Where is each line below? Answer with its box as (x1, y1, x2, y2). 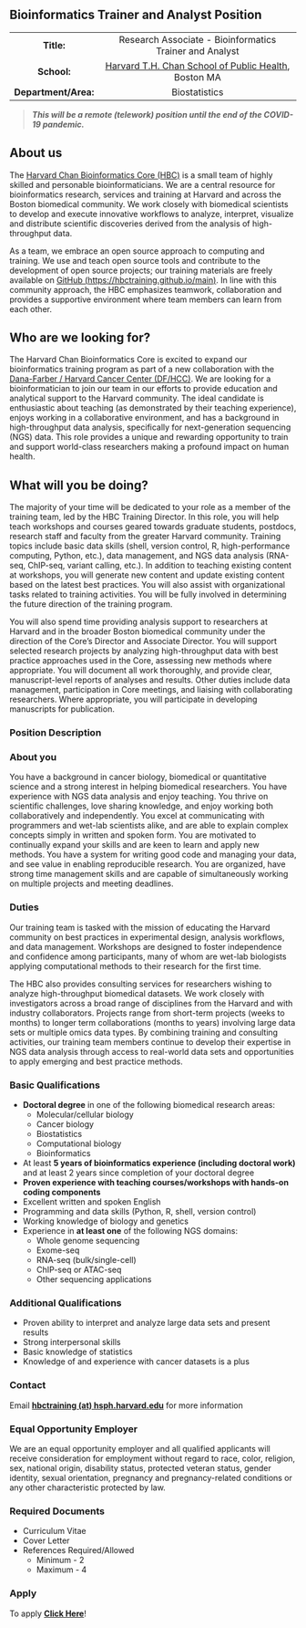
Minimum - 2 (36, 1555, 85, 1566)
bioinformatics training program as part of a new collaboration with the (9, 364, 275, 375)
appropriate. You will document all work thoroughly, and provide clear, (9, 665, 273, 676)
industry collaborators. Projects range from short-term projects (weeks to (9, 1007, 285, 1018)
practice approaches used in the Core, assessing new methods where (9, 655, 272, 666)
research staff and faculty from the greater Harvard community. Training (9, 531, 281, 542)
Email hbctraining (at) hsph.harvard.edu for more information (9, 1400, 243, 1411)
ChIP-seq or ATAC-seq (36, 1264, 122, 1276)
